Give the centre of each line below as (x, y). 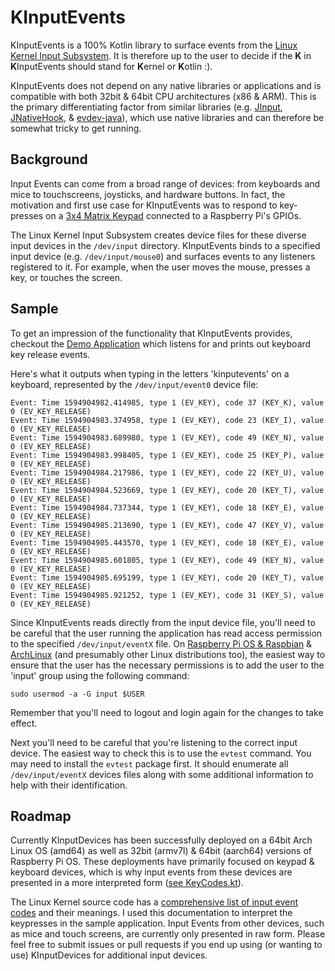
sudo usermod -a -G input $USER (77, 694)
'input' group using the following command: (100, 675)
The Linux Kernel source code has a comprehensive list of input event (154, 902)
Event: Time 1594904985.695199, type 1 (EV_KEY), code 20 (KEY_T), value (167, 577)
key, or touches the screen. (66, 277)
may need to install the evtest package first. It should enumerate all (149, 763)
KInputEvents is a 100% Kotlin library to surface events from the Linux (154, 45)
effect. (24, 723)
